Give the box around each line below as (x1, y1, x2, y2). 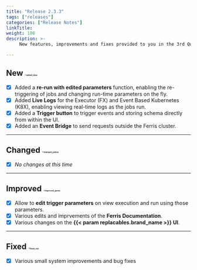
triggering (14, 90, 39, 97)
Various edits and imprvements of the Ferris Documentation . (14, 212, 163, 219)
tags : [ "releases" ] (6, 14, 54, 20)
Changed (6, 145, 40, 156)
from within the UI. (14, 116, 60, 123)
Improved (6, 184, 42, 194)
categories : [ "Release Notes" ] (6, 19, 83, 25)
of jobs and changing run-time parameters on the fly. (40, 90, 168, 97)
